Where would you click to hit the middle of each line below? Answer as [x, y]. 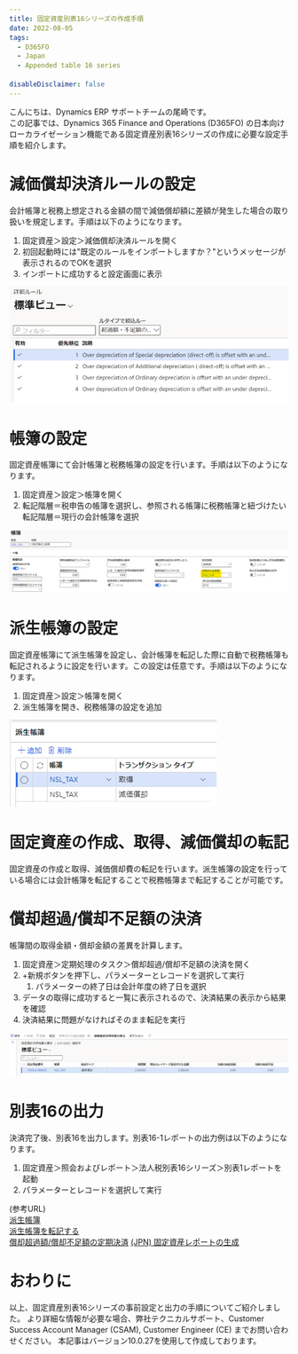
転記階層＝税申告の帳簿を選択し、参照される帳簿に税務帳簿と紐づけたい [154, 506]
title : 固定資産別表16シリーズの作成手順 [77, 19]
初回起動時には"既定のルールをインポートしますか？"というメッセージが [154, 251]
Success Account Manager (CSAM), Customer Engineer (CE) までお [133, 1330]
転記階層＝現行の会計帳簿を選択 [80, 517]
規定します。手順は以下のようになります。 [110, 221]
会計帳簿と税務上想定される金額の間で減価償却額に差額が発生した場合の [141, 210]
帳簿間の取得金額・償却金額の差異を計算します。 [98, 945]
